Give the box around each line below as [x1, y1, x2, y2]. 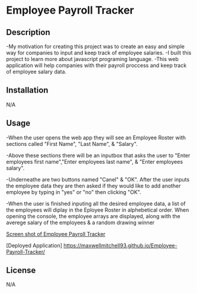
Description [6, 27, 50, 37]
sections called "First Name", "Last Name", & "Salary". [6, 140, 138, 147]
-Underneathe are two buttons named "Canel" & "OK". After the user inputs [6, 176, 190, 183]
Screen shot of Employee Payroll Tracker [6, 230, 106, 237]
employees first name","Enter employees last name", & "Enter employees [6, 158, 183, 165]
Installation [6, 85, 49, 95]
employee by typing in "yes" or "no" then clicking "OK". [6, 188, 141, 196]
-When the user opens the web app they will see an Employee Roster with [6, 134, 186, 141]
